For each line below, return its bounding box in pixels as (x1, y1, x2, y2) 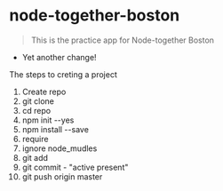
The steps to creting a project (9, 68, 117, 80)
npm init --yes (21, 115, 75, 125)
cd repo (21, 105, 52, 115)
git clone (21, 95, 55, 107)
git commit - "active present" (21, 162, 129, 172)
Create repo (21, 86, 67, 97)
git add (21, 152, 49, 163)
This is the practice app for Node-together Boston (30, 35, 215, 45)
